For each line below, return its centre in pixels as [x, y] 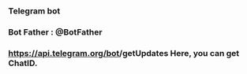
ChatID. [23, 63]
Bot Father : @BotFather [55, 31]
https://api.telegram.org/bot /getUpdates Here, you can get [124, 53]
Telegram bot [34, 11]
